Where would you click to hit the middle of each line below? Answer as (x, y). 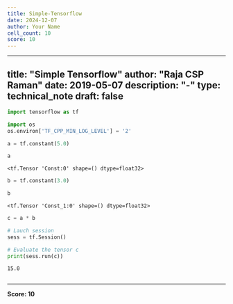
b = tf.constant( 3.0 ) (38, 181)
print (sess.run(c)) (35, 256)
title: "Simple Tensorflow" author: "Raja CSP (106, 74)
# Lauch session (31, 230)
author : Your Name (34, 26)
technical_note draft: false (65, 96)
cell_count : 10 (29, 33)
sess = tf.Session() (37, 237)
